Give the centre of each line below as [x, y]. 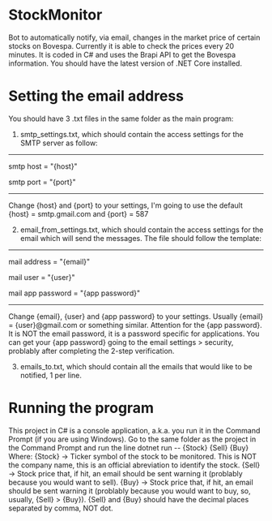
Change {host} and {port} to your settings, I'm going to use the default [125, 205]
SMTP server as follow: [59, 143]
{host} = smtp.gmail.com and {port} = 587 [79, 213]
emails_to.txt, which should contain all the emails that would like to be [136, 366]
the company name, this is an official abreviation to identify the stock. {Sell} [134, 465]
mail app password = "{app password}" [74, 293]
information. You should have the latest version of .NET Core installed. [125, 63]
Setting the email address [96, 96]
